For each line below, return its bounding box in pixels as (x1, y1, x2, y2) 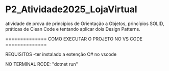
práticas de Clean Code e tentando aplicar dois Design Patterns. (5, 26, 140, 32)
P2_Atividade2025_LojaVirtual (5, 4, 137, 15)
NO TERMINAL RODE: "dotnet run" (5, 61, 78, 67)
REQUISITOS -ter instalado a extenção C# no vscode (5, 51, 117, 57)
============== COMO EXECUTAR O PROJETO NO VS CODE (5, 36, 143, 42)
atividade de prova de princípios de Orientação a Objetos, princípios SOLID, (5, 20, 164, 27)
